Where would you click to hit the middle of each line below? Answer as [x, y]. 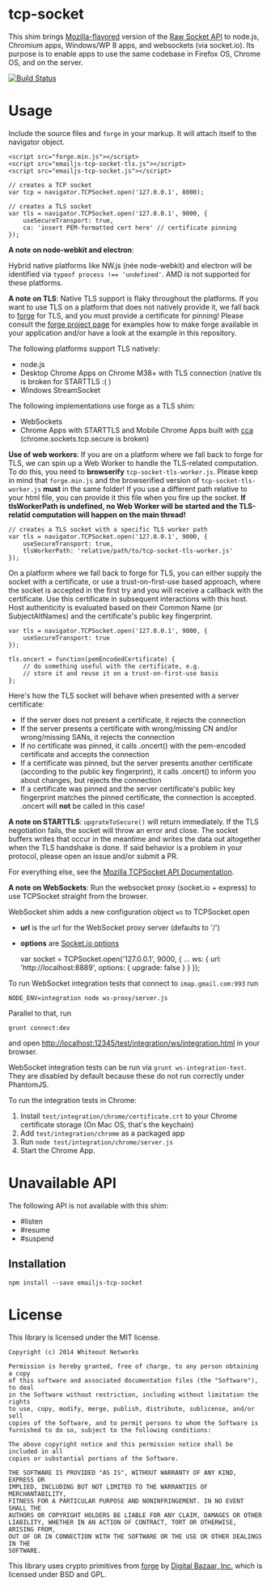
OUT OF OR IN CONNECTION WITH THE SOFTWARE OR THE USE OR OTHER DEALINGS [135, 1537]
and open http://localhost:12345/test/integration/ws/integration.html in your [134, 1043]
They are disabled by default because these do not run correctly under [127, 1075]
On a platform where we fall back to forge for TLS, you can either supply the [135, 573]
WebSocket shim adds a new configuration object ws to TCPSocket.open [129, 912]
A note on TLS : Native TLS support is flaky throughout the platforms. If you [133, 298]
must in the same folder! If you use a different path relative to [145, 489]
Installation [37, 1264]
